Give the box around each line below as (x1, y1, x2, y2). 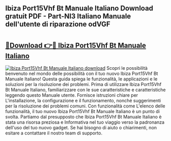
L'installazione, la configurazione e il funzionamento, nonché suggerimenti (5, 98, 161, 103)
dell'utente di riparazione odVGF (5, 20, 110, 29)
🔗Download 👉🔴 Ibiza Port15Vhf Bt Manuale (5, 41, 147, 50)
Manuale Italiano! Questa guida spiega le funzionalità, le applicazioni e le (5, 76, 158, 82)
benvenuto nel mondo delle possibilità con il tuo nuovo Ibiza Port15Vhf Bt (5, 71, 158, 76)
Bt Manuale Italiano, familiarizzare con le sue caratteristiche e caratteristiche (5, 87, 166, 93)
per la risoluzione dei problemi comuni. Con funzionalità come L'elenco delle (5, 103, 165, 109)
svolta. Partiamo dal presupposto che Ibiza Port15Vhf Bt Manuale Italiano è (5, 114, 162, 120)
